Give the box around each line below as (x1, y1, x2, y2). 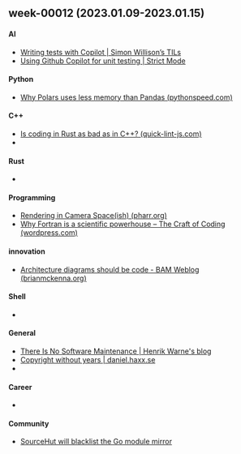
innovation (8, 246, 46, 256)
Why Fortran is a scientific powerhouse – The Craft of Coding (19, 219, 226, 229)
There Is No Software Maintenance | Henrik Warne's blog (19, 346, 212, 356)
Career (8, 382, 32, 392)
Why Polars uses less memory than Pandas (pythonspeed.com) (19, 92, 233, 102)
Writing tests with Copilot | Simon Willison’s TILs (19, 47, 181, 57)
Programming (8, 192, 56, 202)
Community (8, 418, 49, 428)
